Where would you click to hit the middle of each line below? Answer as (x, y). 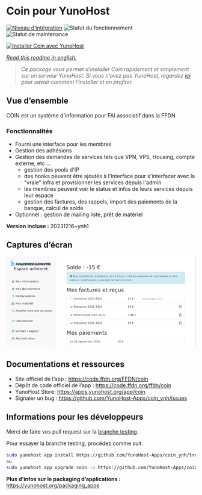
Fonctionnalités (29, 131)
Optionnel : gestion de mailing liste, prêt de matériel (79, 214)
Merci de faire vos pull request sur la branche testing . (72, 431)
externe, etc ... (33, 163)
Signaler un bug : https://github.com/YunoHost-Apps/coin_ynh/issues (101, 398)
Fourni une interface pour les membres (63, 144)
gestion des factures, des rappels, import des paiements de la (101, 202)
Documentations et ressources (66, 365)
